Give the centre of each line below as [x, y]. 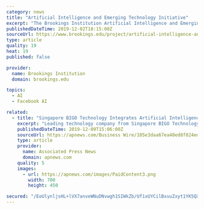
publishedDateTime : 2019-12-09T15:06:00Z [70, 129]
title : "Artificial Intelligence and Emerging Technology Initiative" [97, 18]
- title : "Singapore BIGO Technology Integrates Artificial [89, 118]
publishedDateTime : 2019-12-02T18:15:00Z [59, 29]
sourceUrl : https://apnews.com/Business [69, 135]
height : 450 [43, 185]
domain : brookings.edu [40, 79]
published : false [28, 57]
